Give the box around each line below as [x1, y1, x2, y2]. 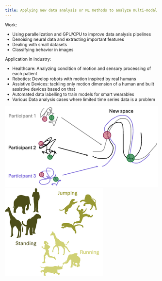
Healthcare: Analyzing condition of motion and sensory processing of [12, 66, 151, 71]
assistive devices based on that [12, 86, 75, 92]
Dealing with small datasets [12, 41, 67, 47]
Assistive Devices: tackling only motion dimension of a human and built [12, 81, 154, 87]
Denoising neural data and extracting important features [12, 36, 125, 42]
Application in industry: [5, 56, 51, 62]
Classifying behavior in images [12, 47, 74, 52]
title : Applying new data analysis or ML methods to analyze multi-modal [5, 8, 158, 13]
